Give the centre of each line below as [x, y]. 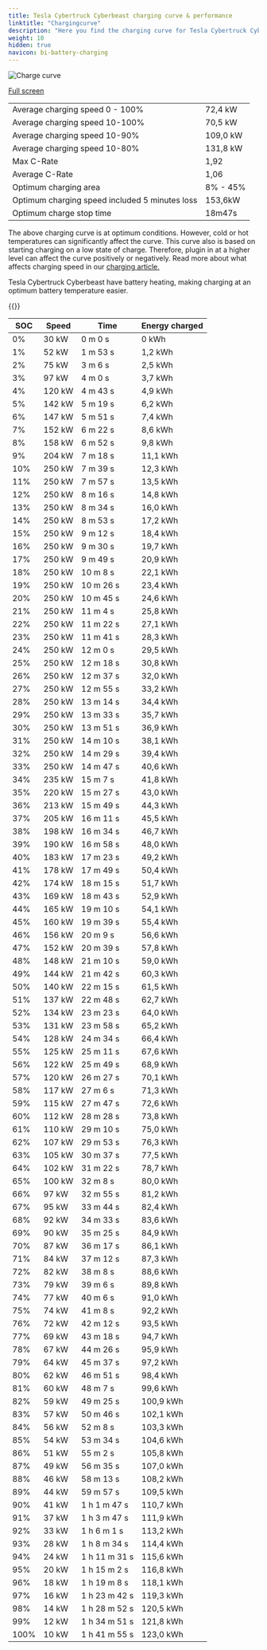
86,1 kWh [160, 1246]
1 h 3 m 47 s [104, 1518]
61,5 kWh [160, 987]
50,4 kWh [160, 870]
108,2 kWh [163, 1479]
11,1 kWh [160, 456]
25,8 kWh [160, 611]
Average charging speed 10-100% [78, 122]
